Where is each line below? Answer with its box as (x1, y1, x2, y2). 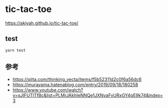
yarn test (5, 47, 26, 53)
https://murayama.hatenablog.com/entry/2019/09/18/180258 (12, 81, 138, 87)
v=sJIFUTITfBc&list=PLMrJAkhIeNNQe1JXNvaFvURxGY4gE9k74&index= (12, 92, 163, 98)
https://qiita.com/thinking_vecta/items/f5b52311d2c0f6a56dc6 (12, 76, 142, 82)
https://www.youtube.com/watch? (12, 86, 83, 93)
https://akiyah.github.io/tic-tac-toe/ (5, 20, 79, 26)
